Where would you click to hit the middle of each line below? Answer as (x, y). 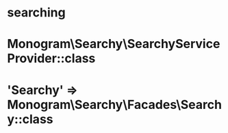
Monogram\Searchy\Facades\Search (115, 105)
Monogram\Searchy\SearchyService (114, 44)
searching (37, 13)
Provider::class (51, 59)
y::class (30, 119)
